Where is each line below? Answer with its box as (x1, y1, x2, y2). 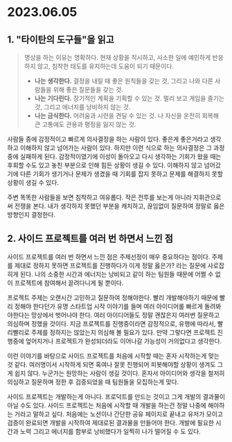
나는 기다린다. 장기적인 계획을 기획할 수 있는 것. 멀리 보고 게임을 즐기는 (34, 95, 225, 102)
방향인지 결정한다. (7, 211, 56, 219)
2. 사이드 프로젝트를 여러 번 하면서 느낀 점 (7, 233, 173, 245)
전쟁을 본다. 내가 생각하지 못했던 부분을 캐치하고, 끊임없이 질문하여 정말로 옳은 (14, 202, 225, 210)
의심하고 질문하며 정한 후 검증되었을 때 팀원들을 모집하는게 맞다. (7, 377, 179, 386)
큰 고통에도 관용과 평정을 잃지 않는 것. (34, 120, 136, 129)
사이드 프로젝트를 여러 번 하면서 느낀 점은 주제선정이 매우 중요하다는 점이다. (7, 252, 211, 261)
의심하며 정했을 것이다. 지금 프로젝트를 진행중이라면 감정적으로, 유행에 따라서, (7, 319, 216, 327)
